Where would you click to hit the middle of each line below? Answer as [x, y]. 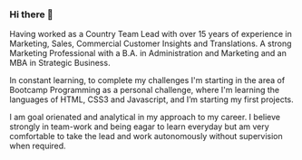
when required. [38, 146]
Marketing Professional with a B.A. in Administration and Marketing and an [148, 53]
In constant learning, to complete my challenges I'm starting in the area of [147, 80]
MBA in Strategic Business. [60, 63]
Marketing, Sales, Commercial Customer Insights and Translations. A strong [151, 43]
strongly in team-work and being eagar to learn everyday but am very [139, 127]
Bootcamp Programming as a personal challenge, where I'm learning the [144, 90]
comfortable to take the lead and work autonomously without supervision [146, 136]
